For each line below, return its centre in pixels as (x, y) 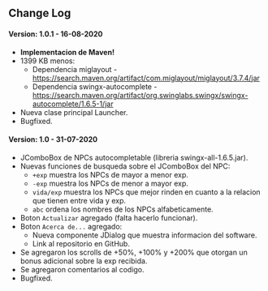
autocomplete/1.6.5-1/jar (73, 104)
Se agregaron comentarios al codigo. (82, 269)
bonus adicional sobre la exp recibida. (84, 261)
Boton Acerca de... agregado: (71, 226)
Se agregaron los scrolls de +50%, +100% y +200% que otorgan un (134, 252)
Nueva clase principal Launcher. (74, 112)
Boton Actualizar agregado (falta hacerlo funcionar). (109, 217)
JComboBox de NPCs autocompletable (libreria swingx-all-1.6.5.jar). (134, 157)
